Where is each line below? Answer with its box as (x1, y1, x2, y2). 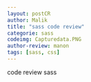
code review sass (7, 67, 57, 76)
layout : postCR (7, 10, 51, 17)
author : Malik (7, 17, 48, 24)
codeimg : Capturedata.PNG (7, 36, 81, 43)
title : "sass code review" (7, 23, 85, 30)
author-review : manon (7, 42, 70, 49)
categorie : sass (7, 29, 54, 37)
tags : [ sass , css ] (7, 49, 60, 56)
